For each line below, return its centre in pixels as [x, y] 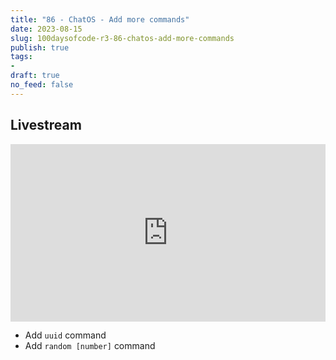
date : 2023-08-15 [46, 29]
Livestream [46, 125]
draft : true [35, 76]
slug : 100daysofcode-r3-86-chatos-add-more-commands [122, 38]
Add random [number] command [90, 346]
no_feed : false [42, 85]
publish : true [40, 47]
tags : [21, 57]
